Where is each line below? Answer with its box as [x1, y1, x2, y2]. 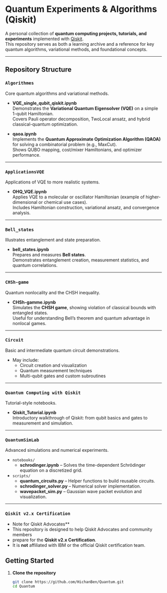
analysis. [12, 210, 31, 216]
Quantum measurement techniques [19, 367, 92, 373]
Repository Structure [5, 66, 72, 74]
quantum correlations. [12, 262, 58, 268]
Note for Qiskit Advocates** [12, 521, 70, 527]
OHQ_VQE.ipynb [12, 188, 47, 194]
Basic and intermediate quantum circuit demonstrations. [5, 347, 120, 353]
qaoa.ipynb [12, 131, 37, 137]
